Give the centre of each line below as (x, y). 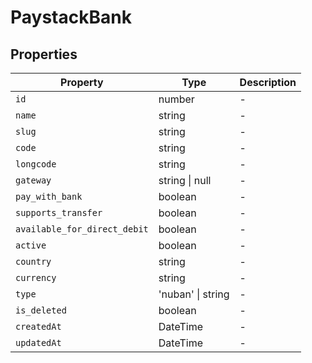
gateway (33, 180)
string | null (185, 180)
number (176, 99)
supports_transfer (59, 212)
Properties (44, 54)
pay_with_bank (49, 196)
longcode (36, 164)
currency (36, 277)
